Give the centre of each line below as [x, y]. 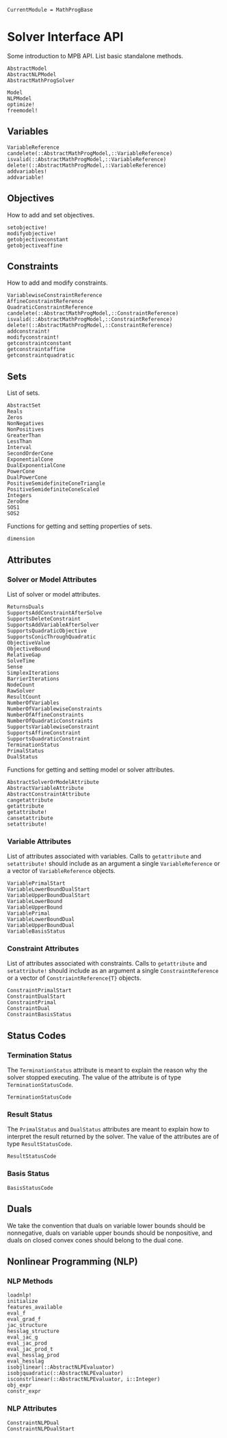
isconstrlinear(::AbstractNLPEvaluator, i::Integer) [84, 1379]
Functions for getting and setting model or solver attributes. [91, 769]
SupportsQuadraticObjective [47, 631]
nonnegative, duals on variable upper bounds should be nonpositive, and [110, 1233]
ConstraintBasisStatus [39, 1015]
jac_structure [27, 1326]
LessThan [19, 442]
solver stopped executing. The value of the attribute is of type [94, 1077]
